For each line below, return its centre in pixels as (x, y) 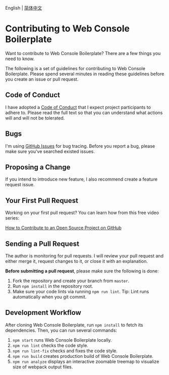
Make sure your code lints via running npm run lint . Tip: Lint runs (81, 291)
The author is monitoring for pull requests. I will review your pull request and (84, 256)
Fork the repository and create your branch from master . (71, 281)
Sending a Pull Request (42, 244)
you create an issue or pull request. (42, 79)
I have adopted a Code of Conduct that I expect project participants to (78, 107)
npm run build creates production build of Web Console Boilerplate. (83, 356)
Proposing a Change (38, 167)
